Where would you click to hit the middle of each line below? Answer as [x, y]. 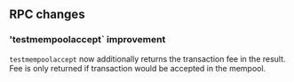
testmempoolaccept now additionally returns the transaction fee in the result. [147, 59]
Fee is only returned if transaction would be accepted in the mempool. [138, 68]
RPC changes [48, 15]
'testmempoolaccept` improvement [87, 40]
